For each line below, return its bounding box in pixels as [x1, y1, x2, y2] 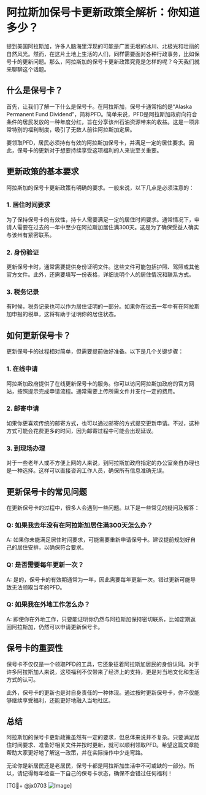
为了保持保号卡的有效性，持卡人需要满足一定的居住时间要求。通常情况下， [6, 216, 194, 223]
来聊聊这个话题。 [6, 65, 50, 73]
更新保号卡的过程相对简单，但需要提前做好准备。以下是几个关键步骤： [6, 348, 184, 355]
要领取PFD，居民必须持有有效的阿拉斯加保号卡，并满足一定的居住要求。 [6, 139, 189, 146]
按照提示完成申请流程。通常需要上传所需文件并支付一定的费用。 [17, 387, 178, 395]
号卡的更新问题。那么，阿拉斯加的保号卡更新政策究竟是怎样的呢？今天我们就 [6, 58, 200, 65]
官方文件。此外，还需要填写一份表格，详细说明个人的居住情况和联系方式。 [6, 271, 194, 279]
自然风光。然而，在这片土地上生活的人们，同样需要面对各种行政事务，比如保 [6, 50, 200, 57]
